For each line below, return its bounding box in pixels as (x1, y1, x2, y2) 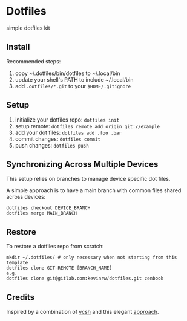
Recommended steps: (6, 57, 61, 65)
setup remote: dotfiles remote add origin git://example (15, 122, 160, 129)
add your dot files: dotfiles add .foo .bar (15, 129, 122, 136)
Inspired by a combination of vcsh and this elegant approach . (6, 308, 159, 315)
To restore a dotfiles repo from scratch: (6, 243, 104, 250)
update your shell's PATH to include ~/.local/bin (15, 76, 134, 83)
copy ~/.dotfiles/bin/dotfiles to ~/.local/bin (15, 70, 120, 77)
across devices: (6, 193, 46, 201)
